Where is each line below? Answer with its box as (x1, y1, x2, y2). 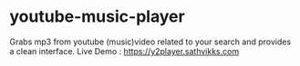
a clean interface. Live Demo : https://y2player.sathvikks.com (9, 45, 240, 56)
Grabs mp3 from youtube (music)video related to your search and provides (9, 36, 292, 47)
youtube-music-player (9, 6, 185, 27)
